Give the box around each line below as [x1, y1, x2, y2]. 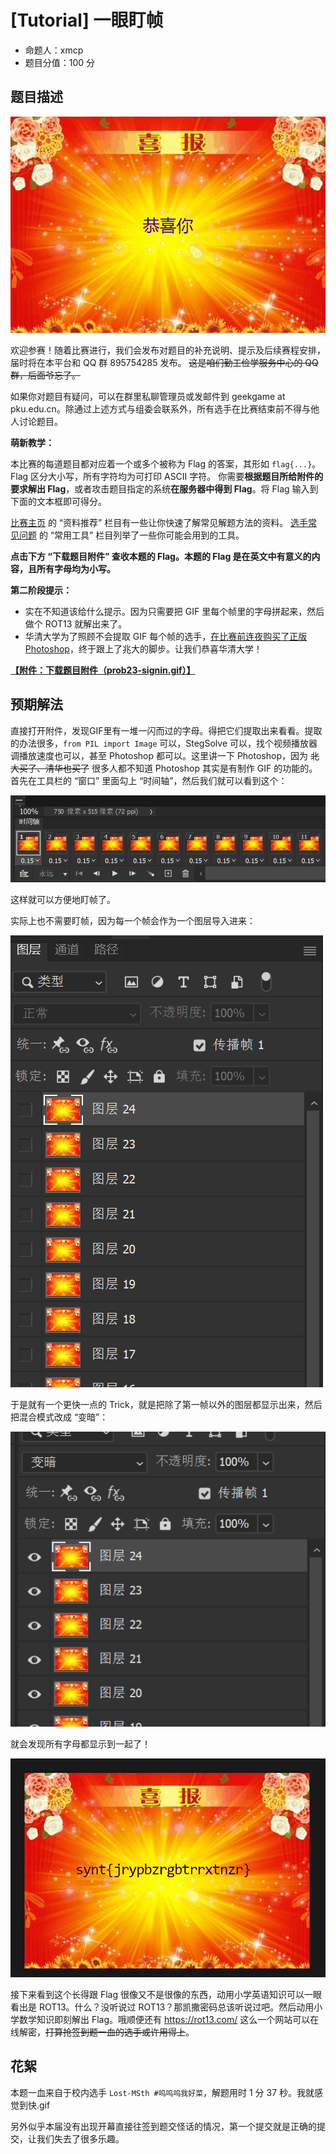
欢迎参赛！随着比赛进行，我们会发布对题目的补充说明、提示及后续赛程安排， [10, 344, 326, 356]
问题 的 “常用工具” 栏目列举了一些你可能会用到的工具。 [18, 529, 245, 541]
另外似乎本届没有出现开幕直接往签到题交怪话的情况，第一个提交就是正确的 [10, 2120, 317, 2132]
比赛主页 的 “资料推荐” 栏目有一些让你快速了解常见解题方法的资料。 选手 [10, 516, 309, 528]
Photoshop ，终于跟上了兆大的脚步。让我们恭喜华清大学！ [24, 642, 263, 655]
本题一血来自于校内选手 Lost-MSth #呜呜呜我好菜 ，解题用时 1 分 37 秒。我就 [10, 2086, 315, 2098]
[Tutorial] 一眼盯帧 [10, 9, 164, 32]
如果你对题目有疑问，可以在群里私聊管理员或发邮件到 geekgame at [10, 390, 286, 402]
